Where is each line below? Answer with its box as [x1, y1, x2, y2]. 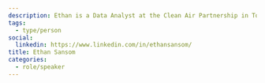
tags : [8, 19, 26, 27]
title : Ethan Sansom [8, 48, 77, 56]
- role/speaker [15, 63, 65, 71]
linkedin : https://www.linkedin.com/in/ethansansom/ [15, 41, 192, 49]
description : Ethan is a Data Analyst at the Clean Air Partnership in [8, 11, 248, 20]
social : [8, 33, 34, 42]
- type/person [15, 26, 62, 34]
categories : [8, 56, 47, 64]
